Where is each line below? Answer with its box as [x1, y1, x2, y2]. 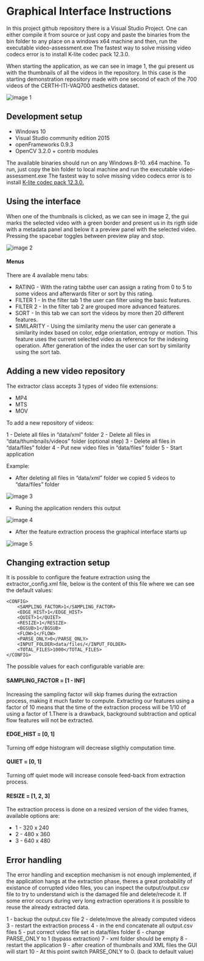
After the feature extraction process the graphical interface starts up [15, 528, 187, 535]
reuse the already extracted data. [6, 903, 90, 911]
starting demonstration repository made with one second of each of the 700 [6, 75, 197, 83]
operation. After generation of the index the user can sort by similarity [15, 341, 191, 349]
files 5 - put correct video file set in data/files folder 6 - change [6, 929, 165, 936]
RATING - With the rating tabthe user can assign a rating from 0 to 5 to [15, 283, 192, 291]
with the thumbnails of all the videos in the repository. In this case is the [6, 69, 186, 76]
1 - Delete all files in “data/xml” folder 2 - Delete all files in [6, 431, 151, 438]
